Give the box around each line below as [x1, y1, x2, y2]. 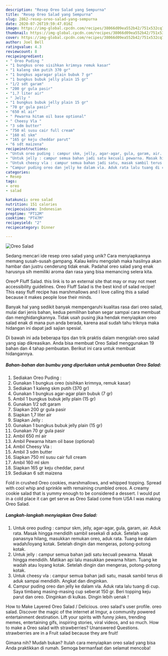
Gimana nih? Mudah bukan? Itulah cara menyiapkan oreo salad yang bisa [5, 640, 156, 646]
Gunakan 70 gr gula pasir [12, 428, 65, 434]
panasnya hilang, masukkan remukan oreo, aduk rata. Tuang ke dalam [12, 535, 157, 541]
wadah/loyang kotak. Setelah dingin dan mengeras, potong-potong [12, 541, 151, 547]
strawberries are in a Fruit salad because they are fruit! [5, 630, 119, 636]
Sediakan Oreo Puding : [12, 375, 62, 381]
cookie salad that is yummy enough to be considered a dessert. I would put [5, 490, 160, 496]
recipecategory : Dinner [5, 225, 55, 230]
